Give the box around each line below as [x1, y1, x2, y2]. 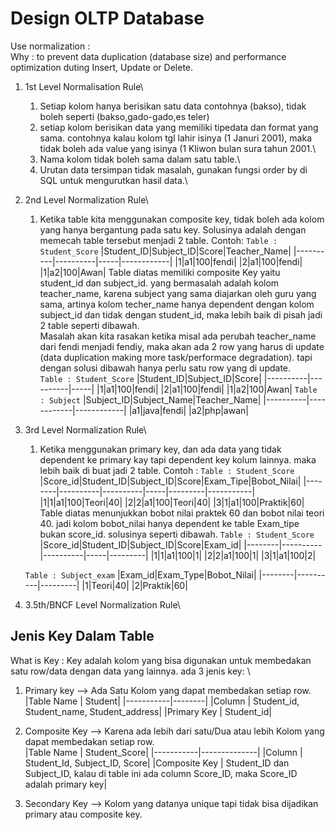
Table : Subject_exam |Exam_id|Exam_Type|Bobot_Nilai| [24, 568, 257, 581]
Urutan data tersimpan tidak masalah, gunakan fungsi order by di [39, 163, 308, 176]
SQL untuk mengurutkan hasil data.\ [39, 174, 188, 186]
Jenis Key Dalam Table [10, 628, 155, 645]
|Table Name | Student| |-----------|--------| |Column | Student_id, [24, 695, 300, 707]
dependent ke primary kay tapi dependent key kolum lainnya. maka [39, 453, 317, 466]
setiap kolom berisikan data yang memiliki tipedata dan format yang [39, 121, 319, 133]
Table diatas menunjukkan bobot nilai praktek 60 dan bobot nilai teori [39, 507, 325, 519]
